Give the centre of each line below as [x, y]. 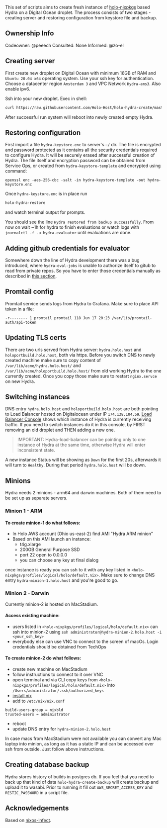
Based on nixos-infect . [28, 820]
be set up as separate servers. [37, 498]
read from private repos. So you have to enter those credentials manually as [83, 271]
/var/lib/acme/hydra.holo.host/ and [43, 366]
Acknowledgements [37, 808]
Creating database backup [47, 765]
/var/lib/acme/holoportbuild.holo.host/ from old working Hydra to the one [83, 370]
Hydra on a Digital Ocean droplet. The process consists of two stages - [78, 12]
